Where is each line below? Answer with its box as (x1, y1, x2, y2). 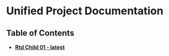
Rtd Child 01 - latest (14, 43, 65, 51)
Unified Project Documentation (6, 4, 164, 18)
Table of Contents (6, 28, 75, 38)
